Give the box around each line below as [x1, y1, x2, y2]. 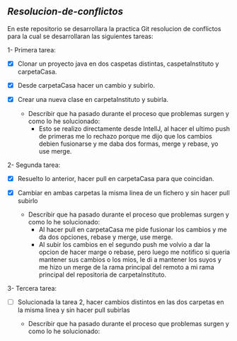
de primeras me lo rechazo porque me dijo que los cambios [38, 132, 212, 140]
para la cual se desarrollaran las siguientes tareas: [7, 32, 154, 40]
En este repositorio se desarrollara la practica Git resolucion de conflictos [7, 24, 221, 33]
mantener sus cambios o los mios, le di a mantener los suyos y [38, 255, 221, 264]
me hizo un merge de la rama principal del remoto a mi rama [38, 263, 214, 272]
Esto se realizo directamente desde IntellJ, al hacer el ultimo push [38, 125, 231, 133]
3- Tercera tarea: [7, 284, 57, 293]
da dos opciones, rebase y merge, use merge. [38, 233, 173, 241]
